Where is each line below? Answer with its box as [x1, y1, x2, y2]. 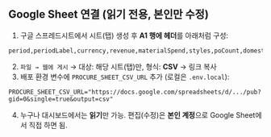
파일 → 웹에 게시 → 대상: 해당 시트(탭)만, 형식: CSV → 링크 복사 [19, 61, 217, 71]
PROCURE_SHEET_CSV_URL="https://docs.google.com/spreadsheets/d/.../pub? [8, 88, 262, 96]
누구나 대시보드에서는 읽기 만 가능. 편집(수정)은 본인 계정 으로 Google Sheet [19, 110, 256, 119]
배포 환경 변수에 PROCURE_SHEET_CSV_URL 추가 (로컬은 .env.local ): [19, 72, 230, 81]
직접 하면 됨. [28, 120, 68, 130]
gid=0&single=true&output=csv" [8, 95, 114, 103]
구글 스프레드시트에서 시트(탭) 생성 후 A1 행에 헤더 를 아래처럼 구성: [19, 31, 228, 40]
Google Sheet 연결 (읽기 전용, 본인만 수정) [8, 7, 210, 22]
